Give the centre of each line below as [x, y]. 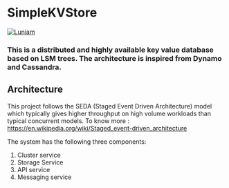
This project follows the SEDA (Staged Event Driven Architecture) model [110, 106]
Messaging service [44, 177]
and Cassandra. [35, 67]
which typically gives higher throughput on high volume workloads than [109, 113]
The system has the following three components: [77, 141]
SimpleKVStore [52, 13]
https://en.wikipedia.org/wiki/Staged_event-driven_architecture [97, 128]
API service [34, 169]
